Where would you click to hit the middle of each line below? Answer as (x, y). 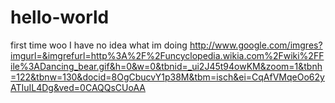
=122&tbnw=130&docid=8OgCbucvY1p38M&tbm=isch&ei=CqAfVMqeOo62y (167, 77)
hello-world (60, 17)
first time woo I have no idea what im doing (99, 45)
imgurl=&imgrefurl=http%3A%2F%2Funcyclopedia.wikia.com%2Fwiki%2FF (167, 55)
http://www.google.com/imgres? (256, 45)
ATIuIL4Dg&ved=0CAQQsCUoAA (78, 87)
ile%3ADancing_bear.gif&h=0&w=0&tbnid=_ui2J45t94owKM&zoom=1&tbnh (166, 66)
